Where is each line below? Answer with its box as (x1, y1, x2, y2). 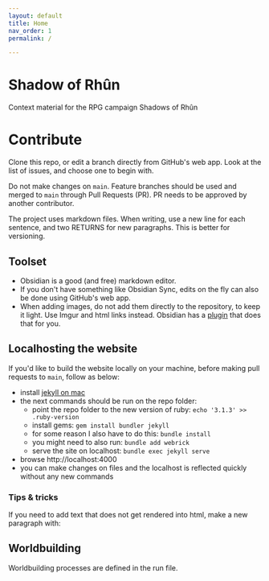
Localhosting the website (8, 342, 138, 356)
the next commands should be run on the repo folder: (19, 396, 198, 406)
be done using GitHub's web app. (19, 293, 131, 303)
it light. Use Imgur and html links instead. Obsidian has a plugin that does (19, 310, 261, 319)
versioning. (8, 231, 46, 241)
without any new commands (19, 472, 114, 481)
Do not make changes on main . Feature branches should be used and (8, 182, 237, 192)
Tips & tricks (8, 492, 59, 503)
